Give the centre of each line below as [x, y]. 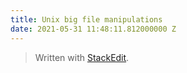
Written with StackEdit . [82, 57]
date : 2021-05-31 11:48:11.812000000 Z [93, 29]
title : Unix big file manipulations [86, 19]
